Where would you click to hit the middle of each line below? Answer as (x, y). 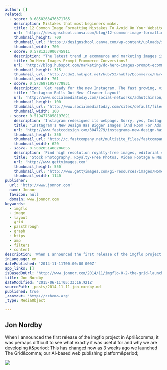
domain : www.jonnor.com (34, 199)
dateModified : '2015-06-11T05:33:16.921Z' (50, 282)
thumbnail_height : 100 (38, 102)
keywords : (15, 204)
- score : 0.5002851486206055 (40, 148)
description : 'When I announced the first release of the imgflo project (83, 255)
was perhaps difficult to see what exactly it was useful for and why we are (81, 342)
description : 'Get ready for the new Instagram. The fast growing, (85, 88)
